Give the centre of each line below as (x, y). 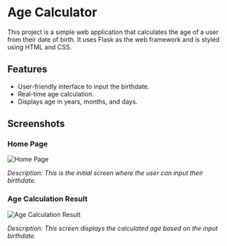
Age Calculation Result (48, 199)
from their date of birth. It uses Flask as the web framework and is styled (113, 39)
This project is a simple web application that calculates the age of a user (113, 32)
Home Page (28, 144)
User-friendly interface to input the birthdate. (83, 86)
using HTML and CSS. (40, 47)
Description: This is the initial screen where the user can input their (105, 173)
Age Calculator (52, 12)
